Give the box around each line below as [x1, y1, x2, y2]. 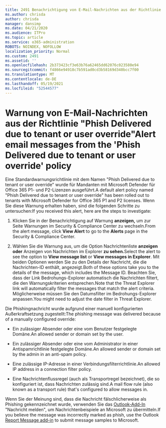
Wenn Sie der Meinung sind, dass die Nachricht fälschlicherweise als [5, 396, 147, 402]
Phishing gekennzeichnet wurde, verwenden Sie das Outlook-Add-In [5, 401, 146, 408]
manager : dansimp [5, 21, 41, 26]
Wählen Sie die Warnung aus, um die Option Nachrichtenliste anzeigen [12, 243, 158, 249]
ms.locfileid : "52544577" [5, 86, 59, 91]
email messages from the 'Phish [5, 139, 141, 150]
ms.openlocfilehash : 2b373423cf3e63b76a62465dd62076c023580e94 [5, 63, 139, 68]
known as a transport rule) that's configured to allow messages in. [12, 386, 148, 393]
